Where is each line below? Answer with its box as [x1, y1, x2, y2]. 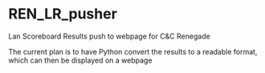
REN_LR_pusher [8, 5, 118, 23]
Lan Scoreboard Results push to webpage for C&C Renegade [8, 31, 210, 41]
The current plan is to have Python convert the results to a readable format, [8, 47, 258, 56]
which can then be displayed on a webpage [8, 55, 153, 65]
